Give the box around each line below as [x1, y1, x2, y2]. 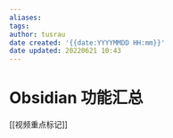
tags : [9, 22, 29, 30]
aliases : [9, 13, 42, 22]
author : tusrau [9, 30, 66, 39]
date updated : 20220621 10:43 [9, 47, 122, 56]
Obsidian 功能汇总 [9, 88, 144, 108]
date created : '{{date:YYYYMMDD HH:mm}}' [9, 38, 166, 47]
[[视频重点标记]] [9, 119, 69, 130]
